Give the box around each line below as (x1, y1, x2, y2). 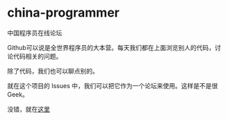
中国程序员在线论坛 (7, 28, 63, 37)
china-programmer (7, 5, 120, 21)
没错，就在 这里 (7, 105, 50, 113)
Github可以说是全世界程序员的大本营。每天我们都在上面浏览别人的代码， (7, 43, 215, 51)
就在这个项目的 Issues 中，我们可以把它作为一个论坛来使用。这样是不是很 (7, 81, 218, 89)
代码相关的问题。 (13, 52, 63, 60)
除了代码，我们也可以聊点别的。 (7, 67, 99, 75)
